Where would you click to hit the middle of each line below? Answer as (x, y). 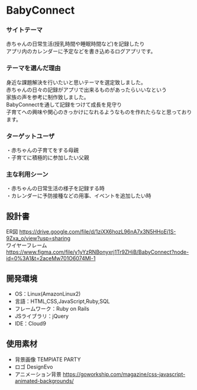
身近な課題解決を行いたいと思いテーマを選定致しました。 (76, 82)
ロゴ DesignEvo (34, 367)
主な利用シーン (27, 174)
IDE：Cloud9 (30, 323)
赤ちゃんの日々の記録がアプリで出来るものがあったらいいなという (86, 89)
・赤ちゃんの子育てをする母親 (42, 150)
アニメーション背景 (38, 374)
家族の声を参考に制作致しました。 (48, 97)
